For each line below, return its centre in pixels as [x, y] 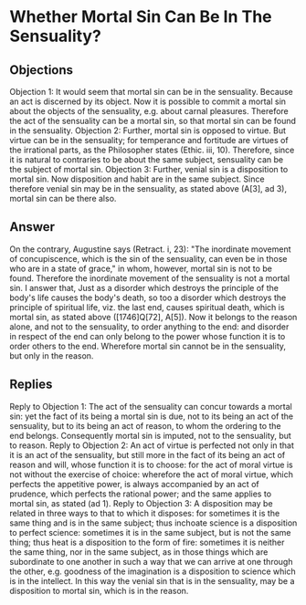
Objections [42, 70]
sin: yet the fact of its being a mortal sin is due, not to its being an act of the [152, 416]
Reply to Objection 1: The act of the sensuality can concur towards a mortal [151, 406]
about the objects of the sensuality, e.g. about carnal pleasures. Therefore [149, 111]
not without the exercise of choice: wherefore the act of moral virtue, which [152, 474]
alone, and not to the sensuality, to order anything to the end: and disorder [149, 327]
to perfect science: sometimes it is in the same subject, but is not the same [150, 532]
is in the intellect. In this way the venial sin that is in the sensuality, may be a [152, 580]
